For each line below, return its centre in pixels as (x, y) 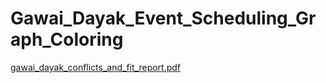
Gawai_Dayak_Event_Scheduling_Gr (163, 18)
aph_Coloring (67, 39)
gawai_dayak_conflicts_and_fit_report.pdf (96, 67)
